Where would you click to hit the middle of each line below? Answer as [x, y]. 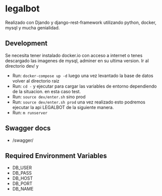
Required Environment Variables [56, 155]
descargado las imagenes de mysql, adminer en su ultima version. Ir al [77, 61]
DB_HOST [23, 178]
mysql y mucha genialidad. [32, 27]
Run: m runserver [30, 112]
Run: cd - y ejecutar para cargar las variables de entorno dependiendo [84, 86]
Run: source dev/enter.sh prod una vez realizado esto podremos [79, 102]
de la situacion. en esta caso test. [46, 91]
